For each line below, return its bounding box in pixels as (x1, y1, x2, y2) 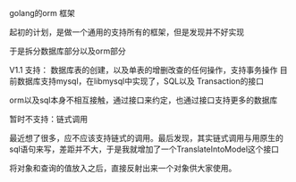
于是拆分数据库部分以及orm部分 (9, 45, 127, 56)
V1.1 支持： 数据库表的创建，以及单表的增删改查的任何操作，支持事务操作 (9, 65, 278, 75)
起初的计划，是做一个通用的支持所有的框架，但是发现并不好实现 (9, 27, 244, 37)
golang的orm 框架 (9, 8, 76, 18)
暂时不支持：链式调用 (9, 114, 88, 124)
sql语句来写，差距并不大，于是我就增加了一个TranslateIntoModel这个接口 (9, 144, 280, 154)
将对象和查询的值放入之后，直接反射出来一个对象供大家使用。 (9, 163, 237, 173)
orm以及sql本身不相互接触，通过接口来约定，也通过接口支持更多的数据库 (9, 95, 278, 105)
